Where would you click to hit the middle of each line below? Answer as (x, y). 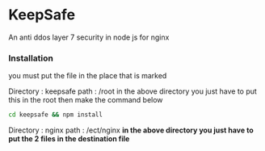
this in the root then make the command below (86, 100)
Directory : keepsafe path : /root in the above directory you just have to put (132, 91)
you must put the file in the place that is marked (88, 76)
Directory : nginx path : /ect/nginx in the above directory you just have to (131, 130)
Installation (31, 58)
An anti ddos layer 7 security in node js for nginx (89, 37)
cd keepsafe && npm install (56, 115)
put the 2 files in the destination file (69, 139)
